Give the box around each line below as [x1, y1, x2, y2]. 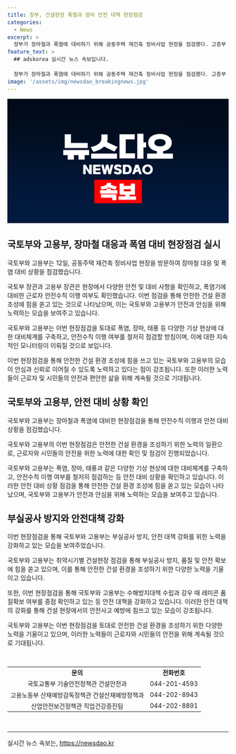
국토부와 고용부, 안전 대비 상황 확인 [7, 396, 149, 408]
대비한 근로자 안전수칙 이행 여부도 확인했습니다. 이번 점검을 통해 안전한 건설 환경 [7, 291, 227, 299]
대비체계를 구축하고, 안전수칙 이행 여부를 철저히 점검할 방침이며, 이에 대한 [14, 332, 216, 341]
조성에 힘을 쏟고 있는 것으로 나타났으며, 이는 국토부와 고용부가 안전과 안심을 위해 [7, 299, 227, 308]
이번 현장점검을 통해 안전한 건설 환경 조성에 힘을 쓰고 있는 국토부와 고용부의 [7, 356, 214, 365]
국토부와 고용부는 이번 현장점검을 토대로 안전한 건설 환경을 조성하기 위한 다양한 [7, 621, 223, 630]
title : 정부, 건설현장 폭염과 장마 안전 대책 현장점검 [7, 11, 143, 18]
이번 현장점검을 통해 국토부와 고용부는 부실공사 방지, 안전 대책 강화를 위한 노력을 [7, 533, 227, 541]
